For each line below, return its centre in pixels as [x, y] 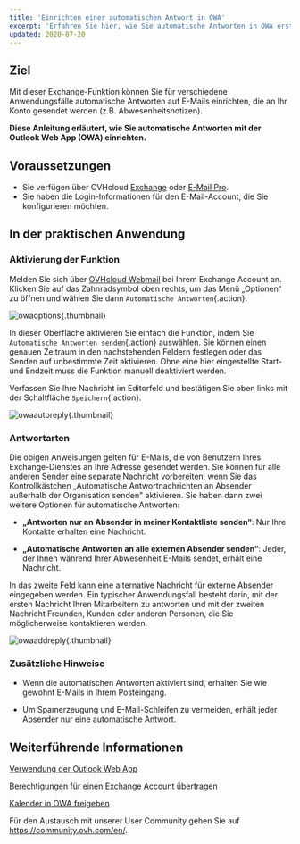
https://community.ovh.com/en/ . [68, 831]
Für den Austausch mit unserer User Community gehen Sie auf [125, 821]
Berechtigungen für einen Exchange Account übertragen [113, 786]
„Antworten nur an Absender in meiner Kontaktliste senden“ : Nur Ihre [154, 522]
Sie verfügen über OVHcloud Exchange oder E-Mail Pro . [125, 187]
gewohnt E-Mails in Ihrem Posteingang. [94, 692]
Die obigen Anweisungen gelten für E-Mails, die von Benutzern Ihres [135, 457]
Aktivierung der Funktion [65, 260]
